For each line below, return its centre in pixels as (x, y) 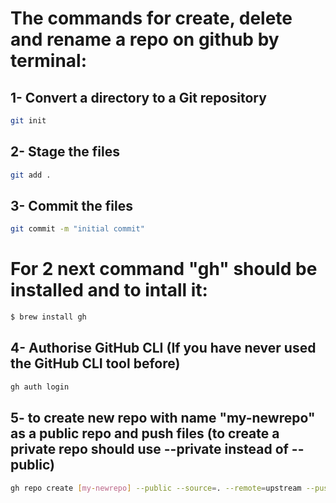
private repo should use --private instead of (149, 449)
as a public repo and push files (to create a (145, 433)
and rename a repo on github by (145, 39)
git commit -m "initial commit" (77, 229)
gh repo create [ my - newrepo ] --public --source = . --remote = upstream (156, 488)
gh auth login (40, 387)
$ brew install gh (48, 317)
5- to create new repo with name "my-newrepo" (163, 418)
